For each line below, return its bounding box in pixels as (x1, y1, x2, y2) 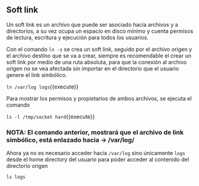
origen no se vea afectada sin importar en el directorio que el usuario (6, 65, 179, 72)
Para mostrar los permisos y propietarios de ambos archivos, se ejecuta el (6, 95, 192, 102)
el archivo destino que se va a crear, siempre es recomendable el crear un (6, 51, 192, 59)
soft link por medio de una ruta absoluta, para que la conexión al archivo (6, 58, 187, 65)
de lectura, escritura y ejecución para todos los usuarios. (6, 33, 149, 41)
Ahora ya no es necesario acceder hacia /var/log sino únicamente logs (6, 150, 186, 157)
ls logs (6, 174, 26, 181)
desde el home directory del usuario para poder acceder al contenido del (6, 156, 189, 163)
